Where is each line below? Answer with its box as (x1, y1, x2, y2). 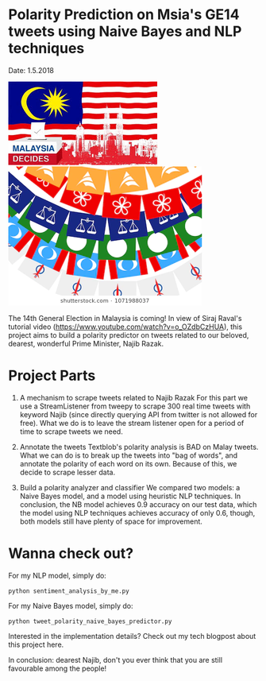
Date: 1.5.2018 (8, 65, 54, 75)
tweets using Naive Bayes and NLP (8, 22, 242, 41)
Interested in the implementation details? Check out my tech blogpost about (8, 631, 256, 640)
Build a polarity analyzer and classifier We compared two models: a (19, 482, 241, 492)
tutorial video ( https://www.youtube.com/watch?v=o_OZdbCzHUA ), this (8, 322, 243, 331)
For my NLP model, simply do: (8, 571, 107, 580)
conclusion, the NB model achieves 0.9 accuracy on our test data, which (19, 499, 257, 509)
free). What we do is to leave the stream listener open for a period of (19, 418, 245, 428)
